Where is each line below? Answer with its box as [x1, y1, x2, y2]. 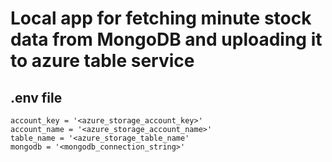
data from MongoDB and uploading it [10, 28, 323, 51]
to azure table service [10, 50, 195, 72]
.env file [10, 89, 63, 106]
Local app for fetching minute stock [10, 7, 312, 30]
